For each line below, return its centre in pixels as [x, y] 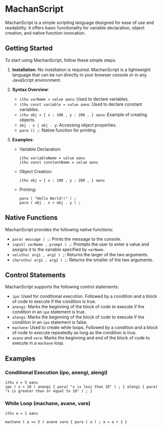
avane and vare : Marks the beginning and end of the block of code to [81, 338]
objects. [27, 120]
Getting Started [29, 48]
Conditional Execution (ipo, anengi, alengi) [56, 372]
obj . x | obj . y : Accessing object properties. [68, 125]
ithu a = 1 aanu [21, 414]
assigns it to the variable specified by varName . [58, 249]
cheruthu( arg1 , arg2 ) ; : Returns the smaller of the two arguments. [83, 260]
